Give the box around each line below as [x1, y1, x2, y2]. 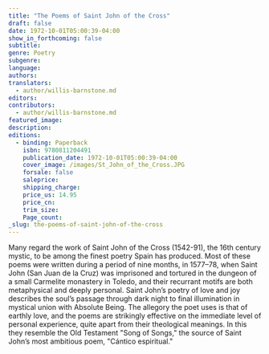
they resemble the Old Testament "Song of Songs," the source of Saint [8, 328, 243, 338]
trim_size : [22, 205, 59, 214]
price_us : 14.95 [22, 190, 78, 199]
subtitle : [8, 42, 42, 50]
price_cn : [22, 198, 56, 206]
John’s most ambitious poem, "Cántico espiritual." [8, 336, 173, 346]
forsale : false [22, 169, 74, 177]
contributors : [8, 101, 56, 109]
